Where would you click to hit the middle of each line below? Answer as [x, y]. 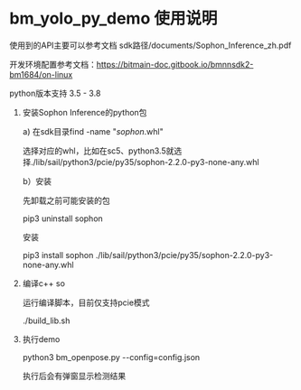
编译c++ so [44, 283]
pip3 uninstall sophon [63, 218]
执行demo [41, 339]
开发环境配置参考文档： [53, 64]
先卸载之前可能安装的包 [66, 200]
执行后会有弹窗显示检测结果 [74, 376]
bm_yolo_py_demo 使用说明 [113, 19]
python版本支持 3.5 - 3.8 [55, 93]
